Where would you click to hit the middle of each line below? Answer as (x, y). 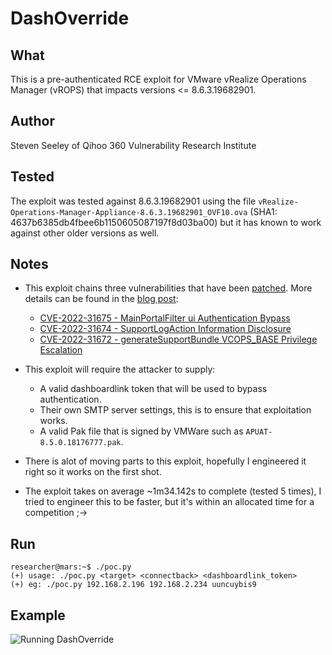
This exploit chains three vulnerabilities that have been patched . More (168, 288)
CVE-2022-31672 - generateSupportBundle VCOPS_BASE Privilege (178, 339)
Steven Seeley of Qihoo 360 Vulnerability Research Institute (133, 145)
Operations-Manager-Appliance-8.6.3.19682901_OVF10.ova (129, 212)
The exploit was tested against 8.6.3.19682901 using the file (133, 201)
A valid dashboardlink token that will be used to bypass (153, 389)
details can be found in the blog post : (101, 299)
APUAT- (259, 432)
